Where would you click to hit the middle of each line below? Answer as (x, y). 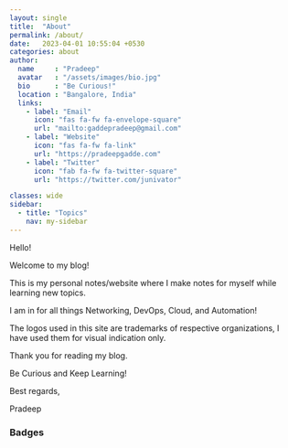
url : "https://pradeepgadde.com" (97, 154)
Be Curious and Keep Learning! (69, 373)
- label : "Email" (59, 112)
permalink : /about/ (47, 35)
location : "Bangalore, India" (77, 94)
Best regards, (35, 390)
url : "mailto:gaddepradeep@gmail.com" (107, 129)
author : (24, 60)
